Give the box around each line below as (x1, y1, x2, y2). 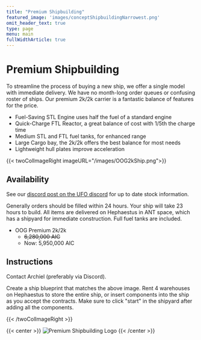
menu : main (6, 31, 34, 37)
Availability (6, 175, 49, 185)
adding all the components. (6, 303, 74, 311)
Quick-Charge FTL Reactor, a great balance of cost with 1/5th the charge (14, 120, 196, 127)
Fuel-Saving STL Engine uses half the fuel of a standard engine (14, 113, 172, 120)
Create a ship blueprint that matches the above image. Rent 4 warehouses (6, 284, 191, 292)
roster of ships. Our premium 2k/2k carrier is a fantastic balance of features (6, 95, 194, 102)
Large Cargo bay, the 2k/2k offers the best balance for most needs (14, 139, 181, 146)
